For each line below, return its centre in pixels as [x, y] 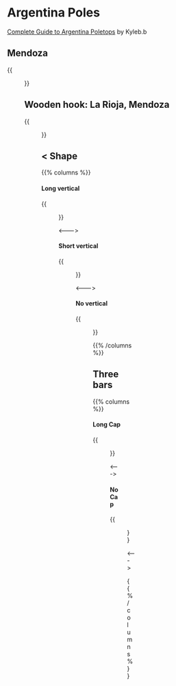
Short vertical [78, 246]
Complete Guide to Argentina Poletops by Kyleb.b [77, 32]
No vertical [92, 304]
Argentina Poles [54, 13]
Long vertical [61, 188]
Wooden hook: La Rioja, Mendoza [97, 105]
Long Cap [107, 424]
